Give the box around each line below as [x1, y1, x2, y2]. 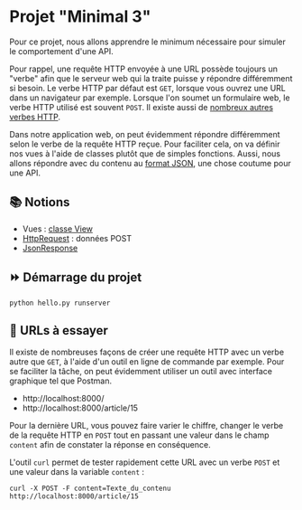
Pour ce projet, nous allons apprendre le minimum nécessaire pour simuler [9, 36, 286, 47]
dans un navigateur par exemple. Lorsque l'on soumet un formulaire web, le [9, 92, 290, 103]
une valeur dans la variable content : [9, 467, 145, 477]
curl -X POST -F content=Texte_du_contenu [9, 484, 171, 494]
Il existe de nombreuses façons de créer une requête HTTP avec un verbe [9, 346, 285, 358]
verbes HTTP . [9, 111, 61, 122]
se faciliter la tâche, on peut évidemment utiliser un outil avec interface [9, 366, 273, 377]
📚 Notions [9, 194, 70, 210]
